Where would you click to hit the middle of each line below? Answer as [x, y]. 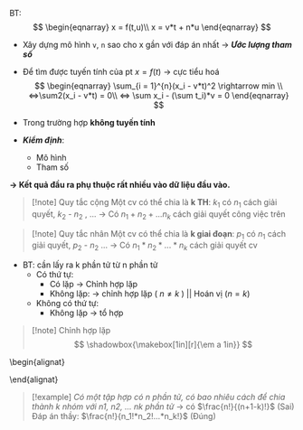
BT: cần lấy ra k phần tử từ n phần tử [90, 265]
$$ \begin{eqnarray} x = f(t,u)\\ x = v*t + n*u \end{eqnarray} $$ [152, 27]
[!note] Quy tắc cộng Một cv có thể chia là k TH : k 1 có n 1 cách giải [154, 203]
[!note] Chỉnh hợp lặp [71, 331]
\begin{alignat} [37, 362]
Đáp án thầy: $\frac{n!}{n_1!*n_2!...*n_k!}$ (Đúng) [124, 416]
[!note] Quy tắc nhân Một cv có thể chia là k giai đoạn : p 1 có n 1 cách [159, 234]
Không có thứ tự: [67, 304]
